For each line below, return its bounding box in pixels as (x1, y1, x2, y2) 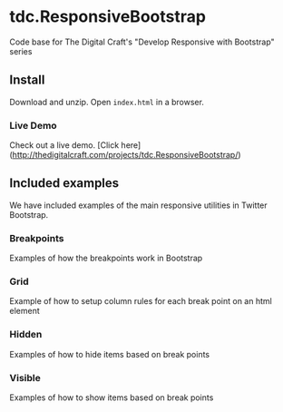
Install (9, 73, 45, 88)
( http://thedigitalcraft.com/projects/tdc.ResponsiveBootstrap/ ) (9, 150, 242, 161)
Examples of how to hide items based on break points (9, 348, 210, 359)
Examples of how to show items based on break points (9, 392, 214, 403)
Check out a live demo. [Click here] (9, 140, 141, 151)
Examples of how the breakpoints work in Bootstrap (9, 252, 203, 264)
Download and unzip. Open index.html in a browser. (9, 96, 204, 107)
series (9, 45, 33, 56)
